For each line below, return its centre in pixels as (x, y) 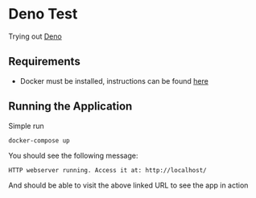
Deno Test (43, 14)
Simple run (26, 126)
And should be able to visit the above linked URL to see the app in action (128, 185)
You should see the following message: (73, 155)
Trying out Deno (35, 36)
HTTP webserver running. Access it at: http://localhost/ (107, 170)
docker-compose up (39, 140)
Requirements (44, 62)
